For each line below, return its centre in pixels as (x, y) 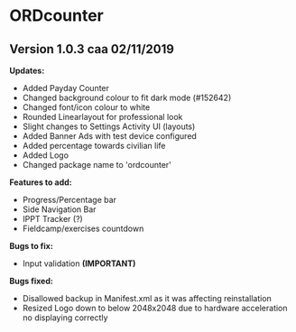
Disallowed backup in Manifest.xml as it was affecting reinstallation (147, 298)
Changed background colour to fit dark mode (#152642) (127, 97)
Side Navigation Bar (59, 209)
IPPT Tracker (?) (52, 219)
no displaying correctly (65, 318)
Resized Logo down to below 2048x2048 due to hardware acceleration (155, 308)
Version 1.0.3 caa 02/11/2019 (92, 49)
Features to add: (41, 182)
